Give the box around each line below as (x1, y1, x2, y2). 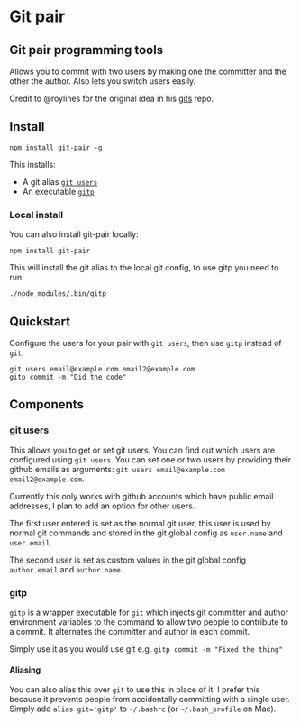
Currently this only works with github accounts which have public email (9, 490, 274, 501)
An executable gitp (22, 186, 95, 197)
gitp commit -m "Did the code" (9, 372, 127, 381)
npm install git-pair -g (9, 142, 103, 152)
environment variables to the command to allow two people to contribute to (9, 616, 288, 627)
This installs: (9, 159, 56, 169)
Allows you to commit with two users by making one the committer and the (9, 66, 286, 77)
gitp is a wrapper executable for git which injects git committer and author (9, 607, 289, 618)
